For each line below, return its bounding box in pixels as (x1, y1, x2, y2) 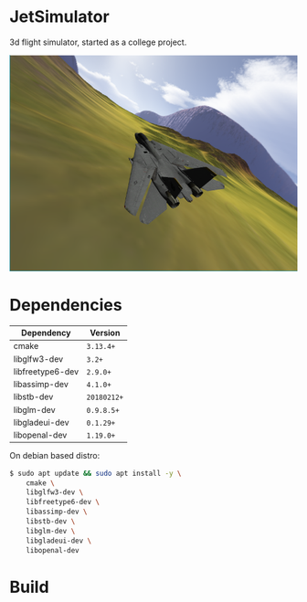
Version (90, 327, 121, 339)
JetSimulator (9, 6, 110, 27)
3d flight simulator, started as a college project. (9, 37, 187, 48)
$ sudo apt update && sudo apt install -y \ (9, 469, 182, 478)
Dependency (21, 327, 71, 339)
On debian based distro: (9, 449, 101, 460)
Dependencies (9, 294, 122, 315)
